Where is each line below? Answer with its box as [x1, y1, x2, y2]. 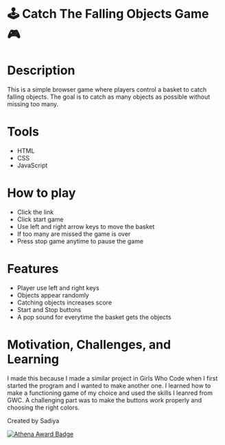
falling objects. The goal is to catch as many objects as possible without [7, 93, 211, 101]
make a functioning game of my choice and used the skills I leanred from [7, 389, 213, 397]
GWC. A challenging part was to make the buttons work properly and [7, 396, 202, 404]
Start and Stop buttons [16, 305, 82, 313]
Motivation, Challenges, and [7, 337, 171, 352]
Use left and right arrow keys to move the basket [16, 223, 155, 230]
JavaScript [16, 161, 48, 169]
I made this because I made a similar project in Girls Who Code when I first [7, 374, 218, 382]
